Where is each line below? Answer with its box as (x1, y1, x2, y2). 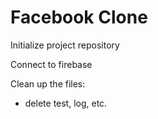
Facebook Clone (10, 6, 148, 29)
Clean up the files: (10, 77, 86, 90)
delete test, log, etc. (24, 97, 108, 109)
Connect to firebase (10, 58, 93, 70)
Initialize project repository (10, 39, 120, 51)
